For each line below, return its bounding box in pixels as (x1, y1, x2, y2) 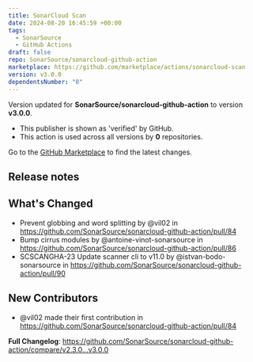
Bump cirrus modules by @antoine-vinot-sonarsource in (19, 234, 203, 244)
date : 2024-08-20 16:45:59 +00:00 (8, 19, 123, 27)
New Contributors (8, 292, 99, 305)
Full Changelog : (8, 336, 61, 345)
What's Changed (8, 197, 93, 211)
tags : (8, 26, 26, 34)
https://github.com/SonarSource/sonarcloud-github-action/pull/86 (19, 243, 237, 253)
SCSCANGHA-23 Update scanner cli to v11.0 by (19, 251, 175, 261)
